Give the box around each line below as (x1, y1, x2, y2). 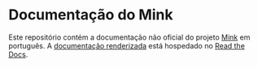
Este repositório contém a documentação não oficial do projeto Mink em (8, 32, 251, 42)
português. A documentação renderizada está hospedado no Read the (8, 40, 246, 50)
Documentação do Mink (8, 6, 173, 24)
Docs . (8, 49, 28, 59)
